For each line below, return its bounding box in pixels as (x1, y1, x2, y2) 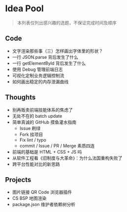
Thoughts (5, 93, 36, 102)
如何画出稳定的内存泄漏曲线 (12, 79, 69, 84)
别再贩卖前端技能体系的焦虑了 (12, 106, 73, 113)
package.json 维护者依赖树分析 (12, 202, 76, 208)
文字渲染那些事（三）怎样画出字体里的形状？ (12, 48, 103, 54)
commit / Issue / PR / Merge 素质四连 (19, 143, 95, 149)
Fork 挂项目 (19, 131, 43, 137)
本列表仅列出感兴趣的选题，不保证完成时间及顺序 (17, 20, 117, 26)
